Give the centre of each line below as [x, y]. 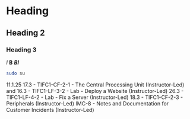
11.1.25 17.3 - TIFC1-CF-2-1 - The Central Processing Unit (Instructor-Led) [95, 85]
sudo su [16, 73]
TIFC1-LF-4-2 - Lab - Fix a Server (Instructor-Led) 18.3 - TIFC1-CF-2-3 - [94, 97]
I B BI [13, 62]
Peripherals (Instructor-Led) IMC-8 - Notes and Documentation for [88, 103]
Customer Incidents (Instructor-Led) [50, 110]
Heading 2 [26, 33]
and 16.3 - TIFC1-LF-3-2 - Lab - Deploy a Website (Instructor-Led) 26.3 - [95, 91]
